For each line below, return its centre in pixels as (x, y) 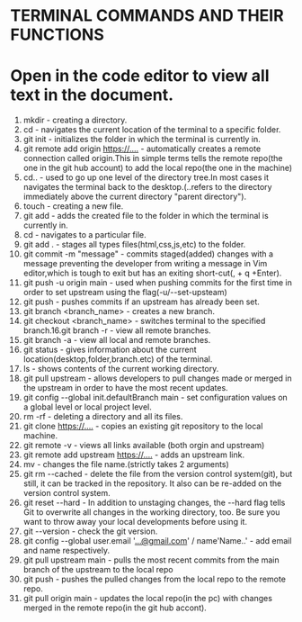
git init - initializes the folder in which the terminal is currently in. (142, 140)
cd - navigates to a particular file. (84, 235)
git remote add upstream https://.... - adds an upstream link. (134, 455)
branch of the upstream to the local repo (98, 570)
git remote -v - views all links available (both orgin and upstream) (144, 446)
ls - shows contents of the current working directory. (121, 369)
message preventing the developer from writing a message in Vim (145, 264)
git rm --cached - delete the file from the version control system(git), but (158, 474)
